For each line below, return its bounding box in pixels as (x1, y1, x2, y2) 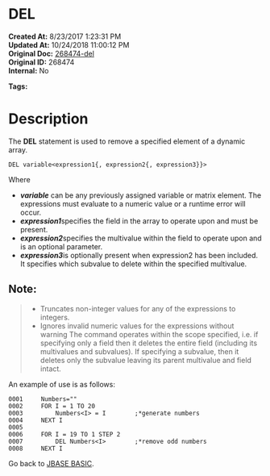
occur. (19, 207, 42, 217)
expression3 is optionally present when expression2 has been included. (19, 250, 259, 260)
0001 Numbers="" (8, 395, 78, 403)
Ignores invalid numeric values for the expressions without (39, 320, 235, 331)
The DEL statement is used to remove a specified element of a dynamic (8, 136, 246, 146)
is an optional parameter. (19, 241, 103, 251)
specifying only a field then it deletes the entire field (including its (39, 338, 258, 348)
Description (8, 110, 89, 128)
